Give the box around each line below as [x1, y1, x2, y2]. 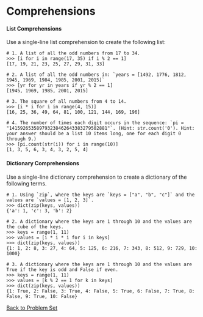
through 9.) [6, 136, 37, 142]
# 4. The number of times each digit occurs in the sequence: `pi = [6, 120, 184, 126]
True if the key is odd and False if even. [6, 266, 119, 273]
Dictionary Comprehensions [6, 159, 79, 166]
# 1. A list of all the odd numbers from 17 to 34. [6, 50, 140, 56]
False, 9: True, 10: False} [6, 293, 78, 299]
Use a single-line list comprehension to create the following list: [6, 39, 166, 46]
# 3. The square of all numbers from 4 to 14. [6, 99, 127, 105]
